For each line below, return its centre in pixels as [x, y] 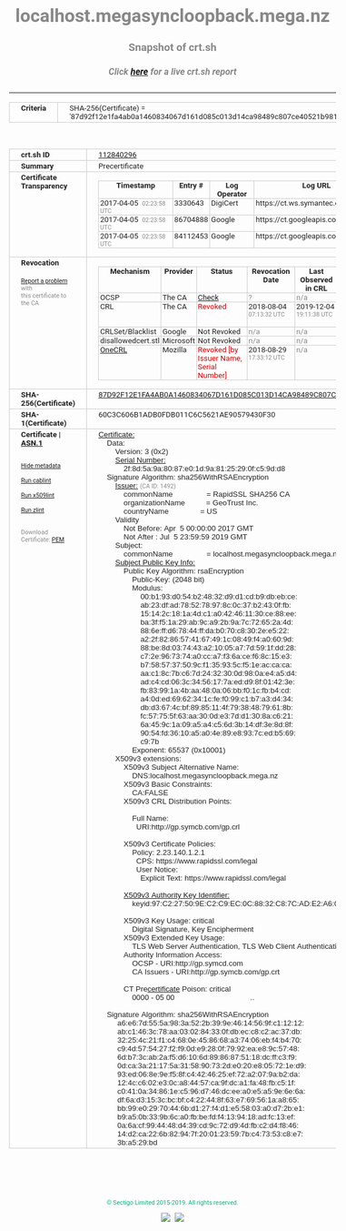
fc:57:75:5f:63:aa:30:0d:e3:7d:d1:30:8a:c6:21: [217, 716]
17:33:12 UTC [267, 358]
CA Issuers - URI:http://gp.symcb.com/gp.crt [206, 972]
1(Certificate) [44, 424]
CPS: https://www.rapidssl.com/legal [197, 861]
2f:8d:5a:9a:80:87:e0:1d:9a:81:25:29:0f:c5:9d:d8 [204, 469]
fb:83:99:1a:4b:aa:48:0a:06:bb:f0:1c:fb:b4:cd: [216, 691]
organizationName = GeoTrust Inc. [191, 503]
